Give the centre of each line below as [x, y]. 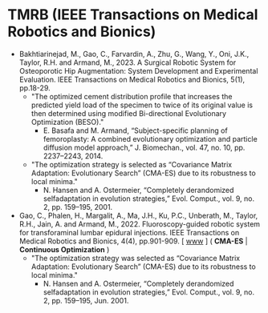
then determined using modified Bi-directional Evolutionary [128, 113]
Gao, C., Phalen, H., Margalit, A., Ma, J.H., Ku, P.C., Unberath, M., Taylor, [138, 215]
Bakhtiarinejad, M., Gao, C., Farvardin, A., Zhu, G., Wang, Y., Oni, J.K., [134, 54]
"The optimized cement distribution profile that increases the [132, 96]
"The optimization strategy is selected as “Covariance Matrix [132, 164]
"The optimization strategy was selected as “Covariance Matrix [136, 258]
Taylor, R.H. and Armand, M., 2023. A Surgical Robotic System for [128, 62]
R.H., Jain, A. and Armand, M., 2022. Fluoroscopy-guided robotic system [140, 224]
